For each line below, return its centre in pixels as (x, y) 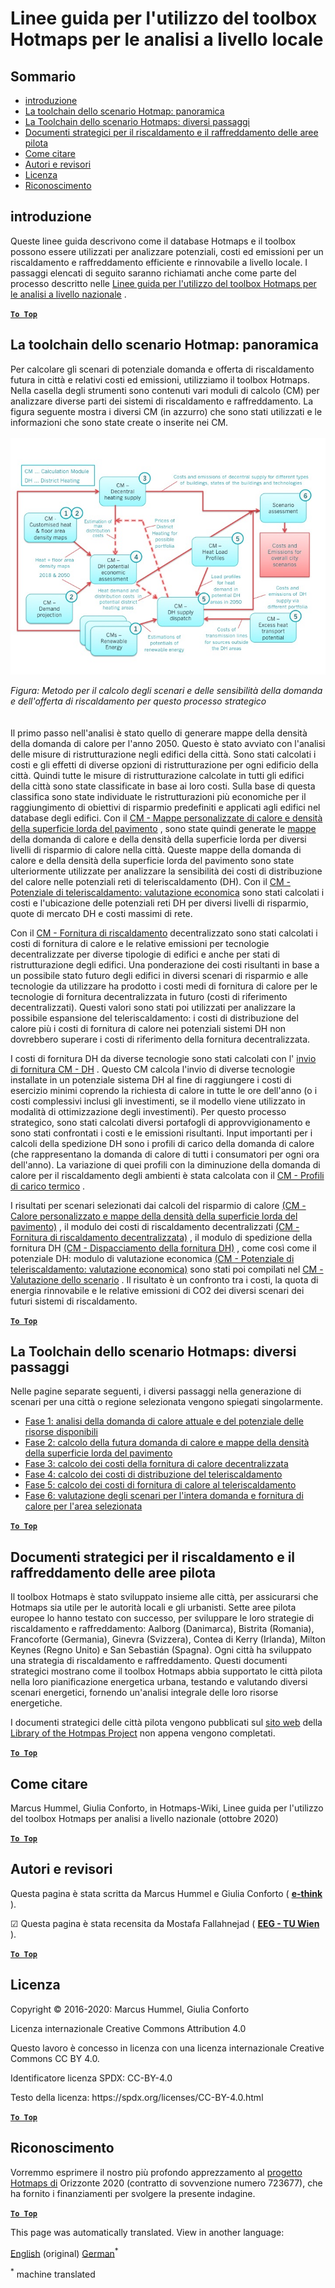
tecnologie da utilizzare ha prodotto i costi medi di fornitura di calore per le (164, 986)
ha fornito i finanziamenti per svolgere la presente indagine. (133, 2193)
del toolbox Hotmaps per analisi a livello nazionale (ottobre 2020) (144, 1819)
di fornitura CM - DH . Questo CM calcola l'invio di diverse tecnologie (153, 1069)
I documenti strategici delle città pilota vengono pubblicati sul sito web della (166, 1723)
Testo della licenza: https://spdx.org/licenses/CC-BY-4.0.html (137, 2097)
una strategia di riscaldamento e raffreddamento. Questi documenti (149, 1661)
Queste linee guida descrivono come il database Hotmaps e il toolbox (153, 241)
